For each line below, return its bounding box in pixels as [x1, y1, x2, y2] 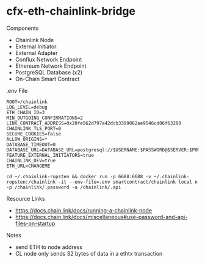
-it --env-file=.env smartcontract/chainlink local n [58, 179, 198, 185]
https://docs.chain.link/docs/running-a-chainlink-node [15, 206, 153, 214]
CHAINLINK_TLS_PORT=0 [6, 125, 62, 132]
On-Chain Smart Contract [15, 75, 80, 82]
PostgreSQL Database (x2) [15, 68, 83, 76]
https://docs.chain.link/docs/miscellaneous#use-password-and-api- [15, 213, 188, 220]
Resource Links [6, 195, 45, 202]
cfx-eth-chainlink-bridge [6, 4, 136, 18]
